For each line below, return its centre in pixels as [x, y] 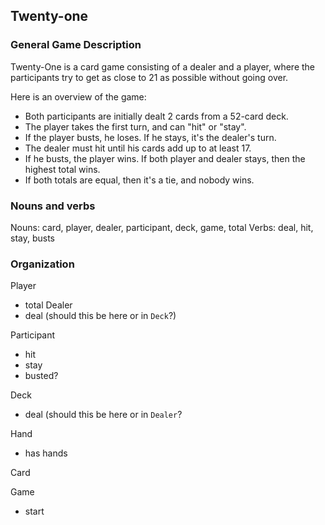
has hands [46, 453]
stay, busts [32, 238]
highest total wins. [62, 169]
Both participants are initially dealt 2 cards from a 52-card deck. [156, 116]
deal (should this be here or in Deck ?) [100, 316]
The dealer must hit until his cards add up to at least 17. [138, 148]
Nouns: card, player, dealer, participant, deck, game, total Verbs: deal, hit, [162, 227]
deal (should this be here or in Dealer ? [103, 415]
